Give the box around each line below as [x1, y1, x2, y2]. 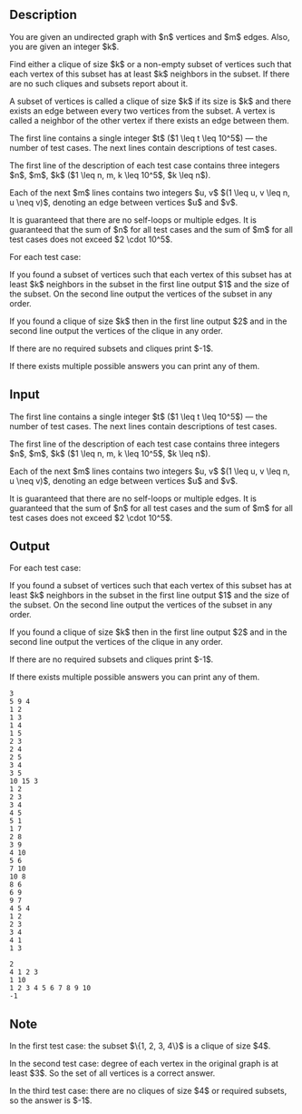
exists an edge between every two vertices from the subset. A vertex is [9, 105, 276, 116]
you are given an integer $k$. [9, 41, 120, 52]
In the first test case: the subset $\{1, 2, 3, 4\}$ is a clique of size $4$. [9, 1040, 271, 1051]
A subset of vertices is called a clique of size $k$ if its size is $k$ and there [9, 95, 292, 106]
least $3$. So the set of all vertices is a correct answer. [9, 1068, 216, 1079]
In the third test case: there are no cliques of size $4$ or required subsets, [9, 1086, 287, 1097]
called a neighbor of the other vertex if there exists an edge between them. [9, 115, 290, 125]
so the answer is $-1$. [9, 1095, 93, 1106]
